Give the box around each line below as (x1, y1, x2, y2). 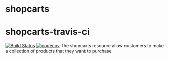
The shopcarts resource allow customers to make (60, 43, 164, 49)
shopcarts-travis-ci (5, 26, 90, 38)
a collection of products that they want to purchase (5, 48, 112, 54)
